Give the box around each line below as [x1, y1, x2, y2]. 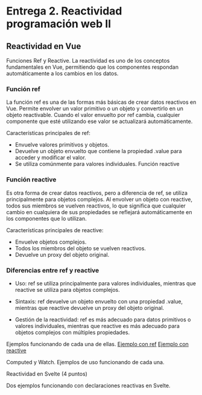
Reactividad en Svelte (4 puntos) [6, 370, 87, 378]
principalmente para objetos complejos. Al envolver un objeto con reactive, [6, 195, 193, 203]
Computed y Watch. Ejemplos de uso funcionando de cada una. [6, 358, 165, 365]
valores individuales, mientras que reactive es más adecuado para [14, 322, 180, 329]
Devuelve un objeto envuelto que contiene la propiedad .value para [14, 148, 182, 155]
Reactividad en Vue [6, 41, 81, 51]
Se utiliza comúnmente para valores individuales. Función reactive [14, 160, 180, 168]
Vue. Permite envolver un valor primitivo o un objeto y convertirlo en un [6, 105, 184, 112]
